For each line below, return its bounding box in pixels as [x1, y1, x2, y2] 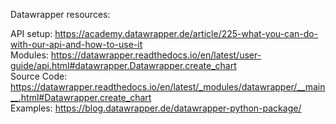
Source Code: [10, 70, 68, 82]
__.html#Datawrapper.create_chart [10, 92, 152, 103]
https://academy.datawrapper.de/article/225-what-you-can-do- [54, 28, 319, 39]
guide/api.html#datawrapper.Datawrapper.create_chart [10, 60, 237, 71]
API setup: [10, 28, 53, 39]
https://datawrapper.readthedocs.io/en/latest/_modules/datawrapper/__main [10, 81, 326, 93]
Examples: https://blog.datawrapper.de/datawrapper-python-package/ [10, 102, 302, 114]
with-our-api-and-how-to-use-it [10, 39, 143, 50]
